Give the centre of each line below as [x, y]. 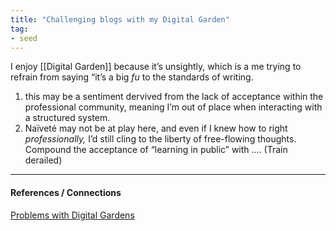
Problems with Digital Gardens [72, 215]
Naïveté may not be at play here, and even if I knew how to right [156, 128]
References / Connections [66, 192]
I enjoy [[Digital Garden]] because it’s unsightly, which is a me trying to [156, 67]
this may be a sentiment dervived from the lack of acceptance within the [174, 97]
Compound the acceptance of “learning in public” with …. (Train [156, 150]
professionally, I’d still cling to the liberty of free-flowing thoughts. [160, 139]
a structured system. [67, 118]
